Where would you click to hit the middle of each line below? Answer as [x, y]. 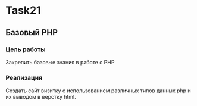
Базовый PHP [32, 32]
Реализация [24, 77]
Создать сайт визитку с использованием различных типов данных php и [98, 91]
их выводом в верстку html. [41, 97]
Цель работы [26, 49]
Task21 [23, 10]
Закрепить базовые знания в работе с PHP [60, 62]
